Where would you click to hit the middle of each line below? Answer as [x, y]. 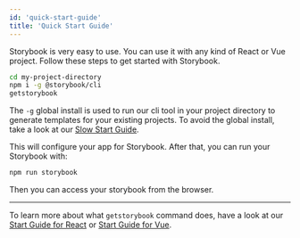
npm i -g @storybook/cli [55, 86]
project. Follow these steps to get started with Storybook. [115, 61]
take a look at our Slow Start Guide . [75, 129]
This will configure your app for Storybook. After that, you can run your [140, 147]
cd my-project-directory [55, 77]
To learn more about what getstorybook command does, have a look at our [146, 215]
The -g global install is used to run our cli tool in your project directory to [142, 111]
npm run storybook [43, 173]
